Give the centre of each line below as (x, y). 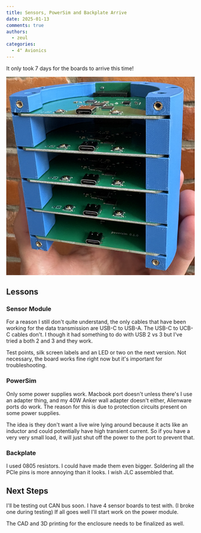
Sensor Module (29, 309)
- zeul (20, 38)
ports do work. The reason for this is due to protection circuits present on (97, 407)
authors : (17, 32)
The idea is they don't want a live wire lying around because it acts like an (97, 425)
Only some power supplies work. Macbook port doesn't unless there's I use (99, 394)
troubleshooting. (26, 365)
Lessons (22, 292)
